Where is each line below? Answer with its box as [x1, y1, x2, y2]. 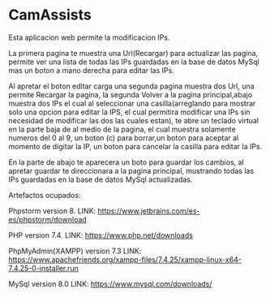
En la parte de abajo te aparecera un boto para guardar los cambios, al [8, 157, 245, 167]
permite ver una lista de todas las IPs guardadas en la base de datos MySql [8, 57, 259, 67]
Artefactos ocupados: [8, 190, 81, 200]
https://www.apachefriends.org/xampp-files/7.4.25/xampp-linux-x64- [8, 254, 242, 265]
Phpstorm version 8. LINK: [8, 205, 96, 216]
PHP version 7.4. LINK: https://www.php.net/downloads [8, 230, 193, 240]
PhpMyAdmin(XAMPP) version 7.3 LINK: [8, 246, 142, 256]
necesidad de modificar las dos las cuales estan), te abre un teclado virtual [8, 115, 259, 125]
